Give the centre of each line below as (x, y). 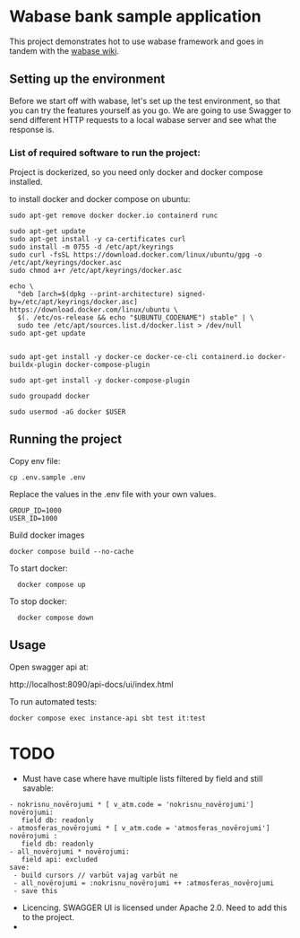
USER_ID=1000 (34, 518)
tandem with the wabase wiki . (64, 50)
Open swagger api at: (49, 667)
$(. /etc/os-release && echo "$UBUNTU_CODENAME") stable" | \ (136, 318)
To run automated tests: (53, 701)
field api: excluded (60, 859)
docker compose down (56, 618)
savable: (38, 788)
